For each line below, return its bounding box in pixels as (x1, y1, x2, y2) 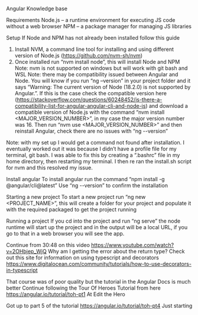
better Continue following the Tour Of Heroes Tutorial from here (6, 284, 161, 291)
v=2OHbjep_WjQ (6, 248, 47, 255)
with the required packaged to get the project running (6, 206, 137, 213)
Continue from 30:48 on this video (6, 242, 90, 248)
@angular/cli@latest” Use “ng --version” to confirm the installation (6, 182, 168, 189)
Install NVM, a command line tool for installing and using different (14, 46, 174, 53)
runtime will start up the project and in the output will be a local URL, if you (6, 224, 188, 230)
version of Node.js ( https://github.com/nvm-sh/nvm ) (14, 52, 143, 59)
